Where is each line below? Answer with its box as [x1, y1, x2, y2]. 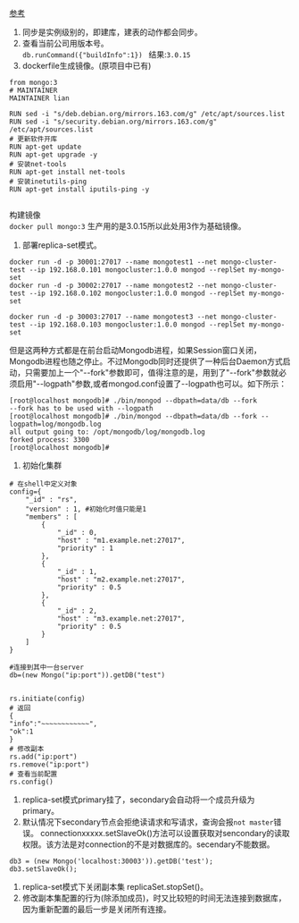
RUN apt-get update [9, 142, 82, 151]
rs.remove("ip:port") [9, 760, 90, 769]
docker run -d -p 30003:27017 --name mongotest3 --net [9, 312, 218, 321]
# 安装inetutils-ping [9, 177, 87, 186]
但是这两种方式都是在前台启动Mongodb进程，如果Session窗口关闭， [9, 345, 262, 355]
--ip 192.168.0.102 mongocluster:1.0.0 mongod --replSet [29, 289, 245, 298]
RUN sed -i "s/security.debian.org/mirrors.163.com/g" [9, 117, 218, 126]
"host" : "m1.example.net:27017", [56, 536, 186, 545]
